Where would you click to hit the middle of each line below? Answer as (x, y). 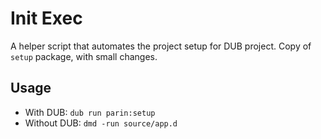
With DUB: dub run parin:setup (90, 112)
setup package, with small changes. (84, 56)
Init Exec (46, 18)
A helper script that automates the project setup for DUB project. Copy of (161, 46)
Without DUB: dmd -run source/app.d (101, 123)
